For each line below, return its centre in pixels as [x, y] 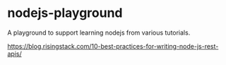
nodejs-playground [65, 13]
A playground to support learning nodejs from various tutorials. [99, 32]
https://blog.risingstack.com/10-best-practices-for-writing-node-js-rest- [113, 46]
